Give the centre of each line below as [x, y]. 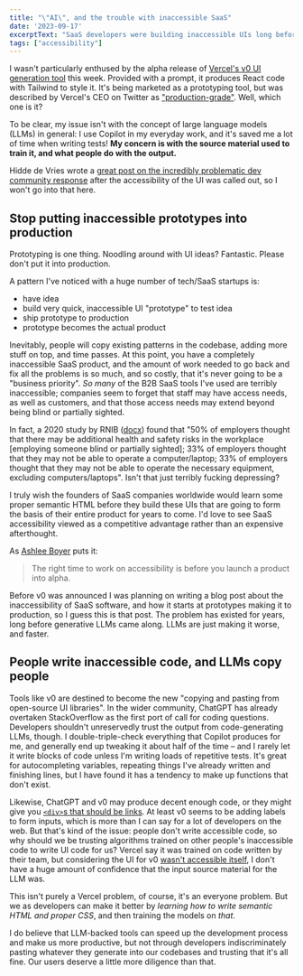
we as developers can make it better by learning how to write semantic [141, 906]
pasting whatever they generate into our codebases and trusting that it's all [149, 952]
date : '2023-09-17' [46, 26]
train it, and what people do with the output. [93, 153]
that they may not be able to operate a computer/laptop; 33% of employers [149, 459]
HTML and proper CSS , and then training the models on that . [123, 915]
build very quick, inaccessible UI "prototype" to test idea [127, 309]
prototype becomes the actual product [94, 328]
